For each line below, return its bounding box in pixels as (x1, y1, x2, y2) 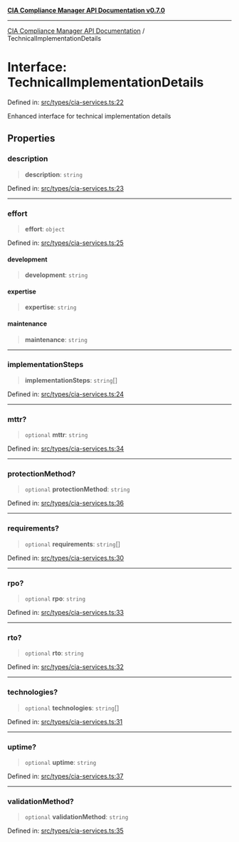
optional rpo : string (24, 594, 86, 603)
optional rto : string (24, 649, 84, 658)
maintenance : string (24, 335, 87, 344)
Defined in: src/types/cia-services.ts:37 (7, 771, 124, 781)
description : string (24, 170, 83, 179)
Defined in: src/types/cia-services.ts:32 (7, 663, 124, 671)
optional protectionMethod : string (24, 485, 130, 493)
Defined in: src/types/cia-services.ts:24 (7, 389, 124, 399)
